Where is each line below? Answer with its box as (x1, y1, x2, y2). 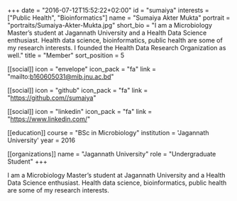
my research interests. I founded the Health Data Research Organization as (7, 44, 226, 52)
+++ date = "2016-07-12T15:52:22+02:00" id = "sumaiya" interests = (7, 6, 209, 14)
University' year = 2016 (7, 136, 76, 144)
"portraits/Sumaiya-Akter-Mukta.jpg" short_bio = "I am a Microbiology (7, 21, 213, 29)
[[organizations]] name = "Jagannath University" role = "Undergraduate (7, 150, 216, 158)
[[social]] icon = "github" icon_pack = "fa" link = (7, 86, 148, 94)
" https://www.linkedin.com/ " (7, 115, 91, 123)
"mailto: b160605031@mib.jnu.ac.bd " (7, 72, 115, 81)
